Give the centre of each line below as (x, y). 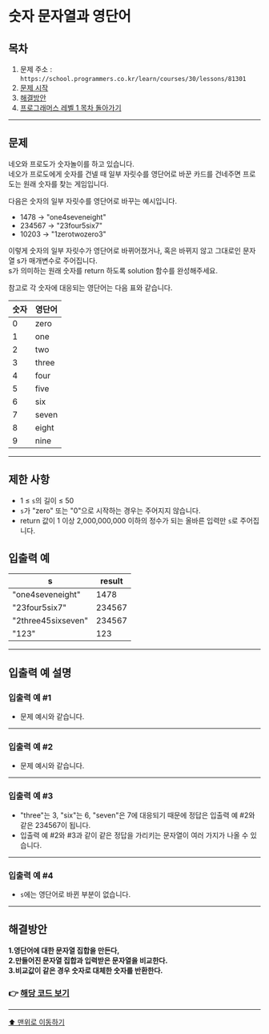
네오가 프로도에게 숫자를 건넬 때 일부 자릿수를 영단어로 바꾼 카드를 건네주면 (125, 174)
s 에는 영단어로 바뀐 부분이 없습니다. (75, 895)
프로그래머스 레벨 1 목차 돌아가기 (70, 108)
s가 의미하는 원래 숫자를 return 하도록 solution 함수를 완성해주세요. (113, 270)
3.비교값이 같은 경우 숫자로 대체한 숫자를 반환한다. (86, 970)
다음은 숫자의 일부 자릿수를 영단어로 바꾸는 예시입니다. (93, 200)
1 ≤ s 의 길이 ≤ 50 (47, 500)
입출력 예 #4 (31, 875)
